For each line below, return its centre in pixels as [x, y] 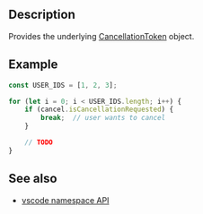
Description [42, 15]
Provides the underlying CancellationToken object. [101, 36]
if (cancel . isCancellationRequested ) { [99, 110]
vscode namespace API [65, 200]
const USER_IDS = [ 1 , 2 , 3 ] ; [63, 85]
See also [33, 179]
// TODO [39, 142]
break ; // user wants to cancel [103, 118]
